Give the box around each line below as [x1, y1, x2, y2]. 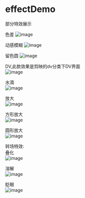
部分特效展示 [5, 21, 31, 27]
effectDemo [5, 4, 56, 15]
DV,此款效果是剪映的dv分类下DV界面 [5, 63, 80, 69]
